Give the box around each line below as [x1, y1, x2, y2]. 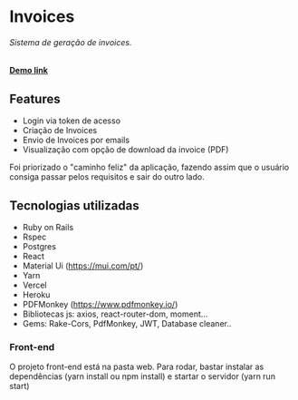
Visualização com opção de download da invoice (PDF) [22, 144, 229, 155]
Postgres [22, 241, 57, 252]
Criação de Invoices [22, 125, 98, 136]
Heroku [22, 289, 51, 300]
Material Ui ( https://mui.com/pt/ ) [22, 260, 144, 271]
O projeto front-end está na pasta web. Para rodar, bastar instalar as [9, 361, 264, 373]
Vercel [22, 279, 47, 291]
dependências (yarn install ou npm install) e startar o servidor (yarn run [9, 371, 276, 382]
